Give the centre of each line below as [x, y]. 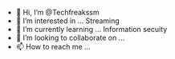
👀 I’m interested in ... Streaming [68, 21]
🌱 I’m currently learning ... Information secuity [92, 29]
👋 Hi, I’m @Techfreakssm [58, 12]
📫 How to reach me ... [53, 47]
